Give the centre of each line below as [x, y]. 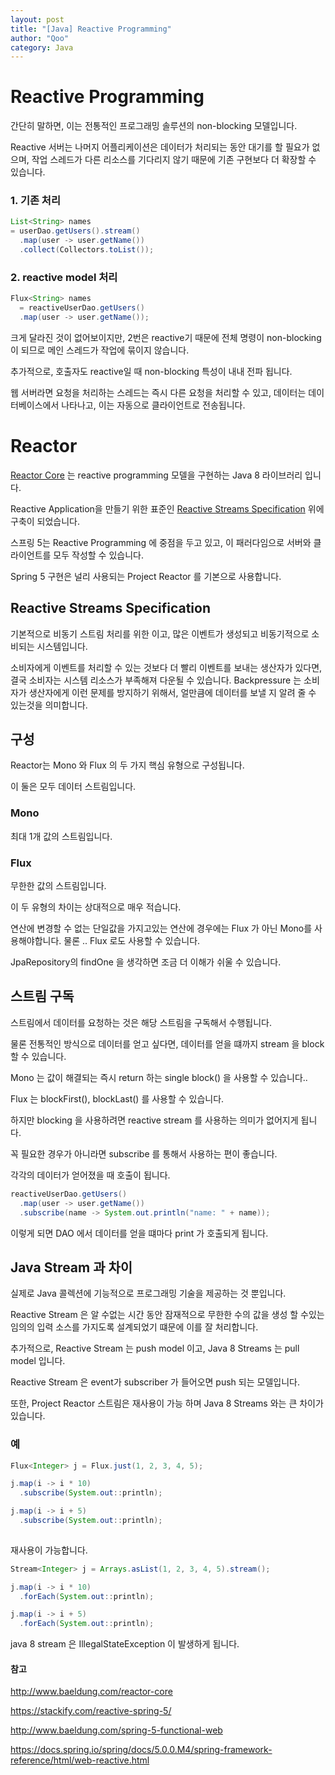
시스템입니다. [62, 646]
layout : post [37, 19]
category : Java [42, 47]
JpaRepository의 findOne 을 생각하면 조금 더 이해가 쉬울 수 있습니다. [146, 962]
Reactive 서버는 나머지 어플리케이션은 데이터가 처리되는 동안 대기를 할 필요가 [160, 147]
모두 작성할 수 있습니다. [98, 555]
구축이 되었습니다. [45, 521]
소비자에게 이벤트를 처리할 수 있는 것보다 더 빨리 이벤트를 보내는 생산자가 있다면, [166, 667]
